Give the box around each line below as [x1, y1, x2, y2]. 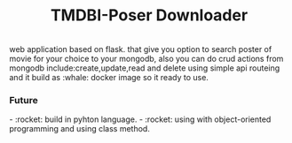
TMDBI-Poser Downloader [50, 5, 249, 26]
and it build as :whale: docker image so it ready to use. [9, 71, 209, 82]
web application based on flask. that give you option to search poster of [9, 43, 272, 54]
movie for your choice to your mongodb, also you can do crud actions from [9, 53, 284, 64]
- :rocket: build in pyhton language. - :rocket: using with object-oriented [9, 114, 272, 124]
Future [9, 94, 38, 106]
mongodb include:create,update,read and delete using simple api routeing [9, 63, 280, 73]
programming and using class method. [9, 124, 151, 134]
